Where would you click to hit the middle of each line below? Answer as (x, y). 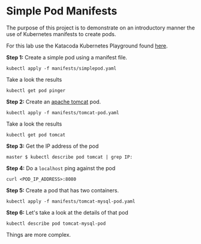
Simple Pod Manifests (62, 11)
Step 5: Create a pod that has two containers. (62, 190)
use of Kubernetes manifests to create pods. (61, 34)
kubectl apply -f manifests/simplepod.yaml (61, 68)
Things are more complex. (38, 234)
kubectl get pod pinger (36, 90)
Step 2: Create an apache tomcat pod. (54, 102)
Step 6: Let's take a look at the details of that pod (67, 212)
